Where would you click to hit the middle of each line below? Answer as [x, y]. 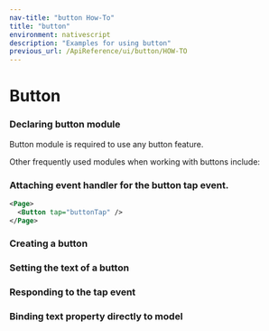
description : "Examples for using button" [90, 43]
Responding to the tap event [73, 292]
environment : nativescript [60, 34]
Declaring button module [65, 125]
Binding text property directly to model [96, 317]
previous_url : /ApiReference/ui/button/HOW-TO [98, 52]
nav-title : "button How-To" [62, 18]
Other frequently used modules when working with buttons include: [134, 161]
